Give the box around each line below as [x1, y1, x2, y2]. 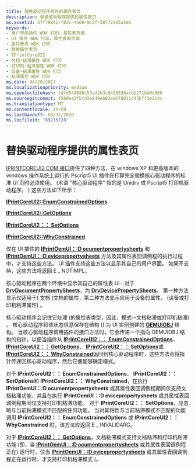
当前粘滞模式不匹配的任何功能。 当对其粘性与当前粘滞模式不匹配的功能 [16, 407, 186, 414]
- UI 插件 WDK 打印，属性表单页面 [6, 36, 80, 41]
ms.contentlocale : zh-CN [6, 106, 66, 112]
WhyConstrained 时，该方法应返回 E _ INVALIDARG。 [6, 421, 136, 428]
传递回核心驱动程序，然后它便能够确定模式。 [10, 358, 118, 365]
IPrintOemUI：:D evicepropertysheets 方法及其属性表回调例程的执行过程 [6, 252, 183, 260]
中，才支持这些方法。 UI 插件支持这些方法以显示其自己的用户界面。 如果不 [6, 260, 184, 267]
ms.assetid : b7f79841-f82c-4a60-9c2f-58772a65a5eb [6, 19, 132, 25]
